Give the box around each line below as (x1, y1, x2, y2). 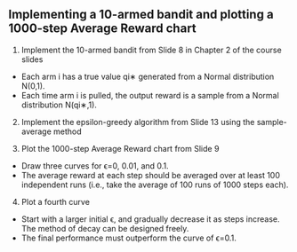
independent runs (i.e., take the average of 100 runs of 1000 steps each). (20, 179, 289, 190)
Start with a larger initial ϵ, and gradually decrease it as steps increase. (20, 213, 281, 224)
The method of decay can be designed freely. (20, 223, 189, 233)
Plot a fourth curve (20, 196, 91, 207)
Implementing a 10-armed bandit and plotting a (8, 7, 274, 22)
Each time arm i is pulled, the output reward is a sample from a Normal (20, 90, 279, 100)
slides (20, 53, 44, 65)
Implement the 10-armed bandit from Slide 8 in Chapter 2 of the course (20, 44, 282, 55)
